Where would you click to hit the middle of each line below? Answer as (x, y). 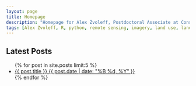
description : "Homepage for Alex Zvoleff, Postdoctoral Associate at (92, 22)
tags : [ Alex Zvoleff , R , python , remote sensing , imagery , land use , (92, 28)
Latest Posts (29, 51)
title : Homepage (26, 17)
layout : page (22, 11)
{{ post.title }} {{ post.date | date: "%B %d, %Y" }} (75, 71)
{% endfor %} (31, 78)
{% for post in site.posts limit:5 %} (56, 65)
